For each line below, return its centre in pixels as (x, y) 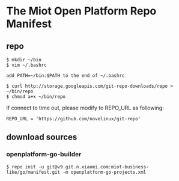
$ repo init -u (25, 167)
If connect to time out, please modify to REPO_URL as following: (85, 108)
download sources (42, 137)
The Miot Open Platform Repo (81, 11)
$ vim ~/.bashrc (26, 65)
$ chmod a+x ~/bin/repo (36, 97)
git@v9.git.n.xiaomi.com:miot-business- (98, 167)
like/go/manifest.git (33, 172)
